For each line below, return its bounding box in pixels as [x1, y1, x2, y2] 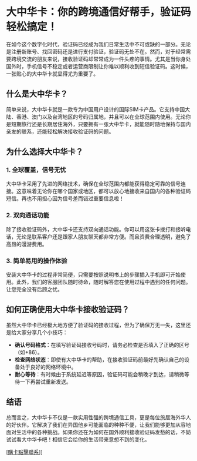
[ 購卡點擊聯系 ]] [6, 448, 43, 455]
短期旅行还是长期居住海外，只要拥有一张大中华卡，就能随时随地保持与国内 [11, 120, 191, 127]
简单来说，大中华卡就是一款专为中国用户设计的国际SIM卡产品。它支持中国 [6, 105, 185, 112]
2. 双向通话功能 [6, 211, 50, 220]
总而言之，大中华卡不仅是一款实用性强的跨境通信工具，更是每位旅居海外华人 [6, 413, 191, 421]
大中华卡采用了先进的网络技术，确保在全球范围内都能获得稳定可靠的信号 [6, 180, 181, 187]
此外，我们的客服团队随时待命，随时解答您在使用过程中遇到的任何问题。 [16, 278, 191, 286]
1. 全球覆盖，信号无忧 [6, 166, 66, 174]
